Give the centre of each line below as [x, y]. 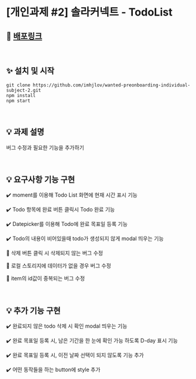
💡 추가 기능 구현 [33, 310]
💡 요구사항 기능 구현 [41, 180]
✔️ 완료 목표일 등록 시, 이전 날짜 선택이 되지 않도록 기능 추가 [75, 355]
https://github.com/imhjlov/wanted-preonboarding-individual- [111, 85]
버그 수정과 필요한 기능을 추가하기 [45, 147]
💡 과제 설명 [25, 132]
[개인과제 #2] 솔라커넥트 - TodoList [89, 12]
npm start [18, 101]
